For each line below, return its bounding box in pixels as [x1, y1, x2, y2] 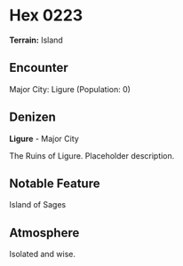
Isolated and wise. [9, 249, 76, 260]
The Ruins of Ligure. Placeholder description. [9, 150, 175, 160]
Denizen [9, 110, 56, 125]
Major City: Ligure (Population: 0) [9, 83, 131, 94]
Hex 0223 [9, 5, 84, 26]
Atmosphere [9, 225, 80, 240]
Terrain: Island [9, 35, 64, 45]
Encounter [9, 60, 68, 75]
